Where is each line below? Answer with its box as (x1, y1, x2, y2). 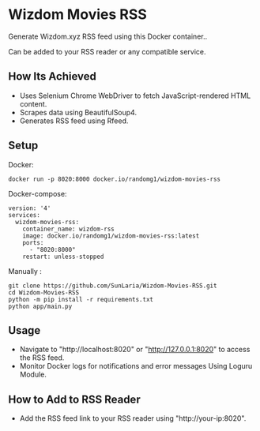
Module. (19, 369, 47, 380)
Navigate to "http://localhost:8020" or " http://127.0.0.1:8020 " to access (19, 345, 251, 354)
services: (8, 211, 41, 219)
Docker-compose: (8, 189, 67, 198)
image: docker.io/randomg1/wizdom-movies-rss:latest (22, 231, 200, 240)
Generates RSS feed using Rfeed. (19, 116, 129, 126)
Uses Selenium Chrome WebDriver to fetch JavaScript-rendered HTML (19, 91, 251, 100)
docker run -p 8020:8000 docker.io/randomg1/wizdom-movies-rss (8, 175, 221, 183)
